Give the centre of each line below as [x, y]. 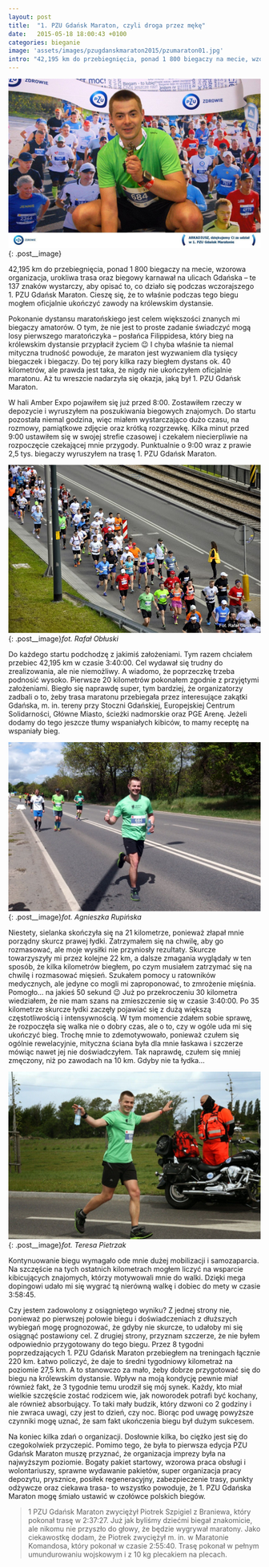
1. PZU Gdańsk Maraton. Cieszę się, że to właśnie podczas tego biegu [123, 295]
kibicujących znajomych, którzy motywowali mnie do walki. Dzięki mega [127, 1278]
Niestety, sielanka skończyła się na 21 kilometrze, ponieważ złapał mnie [126, 932]
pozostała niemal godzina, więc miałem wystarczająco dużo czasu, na [124, 420]
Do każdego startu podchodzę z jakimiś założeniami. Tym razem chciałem [130, 654]
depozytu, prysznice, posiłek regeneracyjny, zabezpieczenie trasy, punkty [131, 1480]
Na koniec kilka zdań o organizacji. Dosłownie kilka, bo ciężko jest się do [128, 1437]
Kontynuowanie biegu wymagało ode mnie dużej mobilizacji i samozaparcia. [134, 1261]
